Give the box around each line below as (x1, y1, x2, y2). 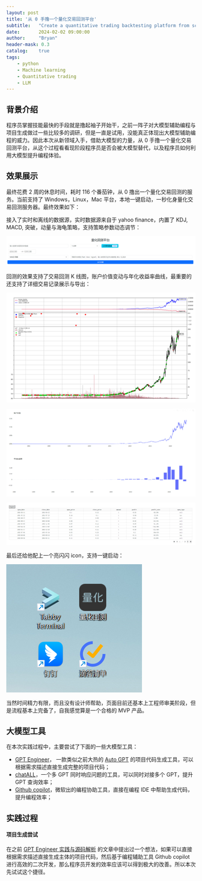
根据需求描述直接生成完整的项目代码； (14, 763, 110, 771)
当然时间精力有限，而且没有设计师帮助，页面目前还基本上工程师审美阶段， (6, 699, 191, 706)
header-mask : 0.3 (6, 42, 50, 48)
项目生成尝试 (6, 831, 38, 838)
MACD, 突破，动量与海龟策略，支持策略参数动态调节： (6, 223, 141, 231)
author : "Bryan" (6, 35, 58, 42)
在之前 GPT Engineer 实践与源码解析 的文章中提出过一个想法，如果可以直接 (6, 845, 192, 853)
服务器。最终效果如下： (22, 203, 80, 211)
